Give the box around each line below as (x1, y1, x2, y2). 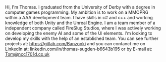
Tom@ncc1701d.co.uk (5, 51, 50, 57)
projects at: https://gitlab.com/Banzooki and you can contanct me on (5, 41, 146, 46)
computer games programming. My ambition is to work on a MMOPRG (5, 9, 149, 15)
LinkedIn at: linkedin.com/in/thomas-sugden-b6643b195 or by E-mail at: (5, 46, 153, 52)
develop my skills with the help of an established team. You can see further (5, 35, 159, 41)
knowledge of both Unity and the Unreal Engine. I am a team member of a (5, 20, 156, 26)
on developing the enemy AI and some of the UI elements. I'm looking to (5, 31, 153, 36)
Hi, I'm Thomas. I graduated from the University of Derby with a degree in (5, 4, 155, 10)
